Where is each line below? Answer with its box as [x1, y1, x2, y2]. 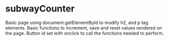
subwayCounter [5, 3, 75, 14]
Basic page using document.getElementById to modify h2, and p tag [5, 19, 149, 25]
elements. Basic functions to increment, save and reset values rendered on [5, 24, 162, 30]
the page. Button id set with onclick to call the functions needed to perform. [5, 30, 164, 36]
